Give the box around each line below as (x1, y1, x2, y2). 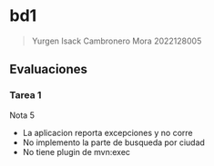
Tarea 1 (9, 89, 42, 102)
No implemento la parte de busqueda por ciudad (22, 137, 205, 148)
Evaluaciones (9, 62, 88, 77)
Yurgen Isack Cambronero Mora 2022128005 (31, 35, 202, 46)
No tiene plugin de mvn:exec (22, 146, 130, 157)
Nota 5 (9, 110, 35, 121)
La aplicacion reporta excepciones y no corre (22, 127, 193, 138)
